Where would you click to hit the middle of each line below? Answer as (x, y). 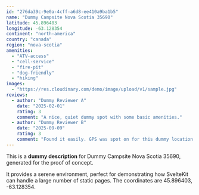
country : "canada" (29, 39)
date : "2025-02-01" (41, 106)
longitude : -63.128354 (34, 28)
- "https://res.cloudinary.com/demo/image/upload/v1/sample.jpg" (94, 89)
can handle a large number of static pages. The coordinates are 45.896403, (99, 180)
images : (16, 84)
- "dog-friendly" (33, 73)
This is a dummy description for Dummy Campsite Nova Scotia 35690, (94, 156)
